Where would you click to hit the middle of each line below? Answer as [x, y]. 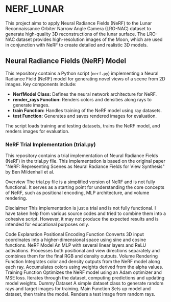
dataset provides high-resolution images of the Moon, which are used [89, 39]
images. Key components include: [41, 84]
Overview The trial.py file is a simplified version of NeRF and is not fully [80, 182]
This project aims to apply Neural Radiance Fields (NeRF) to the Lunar [79, 23]
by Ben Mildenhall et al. [30, 172]
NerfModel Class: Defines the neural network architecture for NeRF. [85, 94]
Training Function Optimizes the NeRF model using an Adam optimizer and [84, 272]
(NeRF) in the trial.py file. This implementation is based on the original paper [86, 161]
